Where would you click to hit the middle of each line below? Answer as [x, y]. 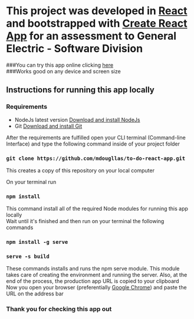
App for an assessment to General [91, 36]
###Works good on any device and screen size [63, 71]
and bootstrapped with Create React [97, 23]
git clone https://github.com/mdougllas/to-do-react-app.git [96, 158]
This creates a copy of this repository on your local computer [80, 170]
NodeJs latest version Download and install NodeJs [77, 120]
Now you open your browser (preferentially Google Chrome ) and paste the [96, 288]
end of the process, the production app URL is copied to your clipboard [93, 281]
